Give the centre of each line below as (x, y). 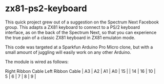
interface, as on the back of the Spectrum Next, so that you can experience (81, 32)
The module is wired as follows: (37, 62)
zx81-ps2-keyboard (46, 9)
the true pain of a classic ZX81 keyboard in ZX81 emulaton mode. (70, 38)
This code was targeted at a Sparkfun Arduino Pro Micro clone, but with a (79, 47)
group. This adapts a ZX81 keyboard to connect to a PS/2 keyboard (72, 27)
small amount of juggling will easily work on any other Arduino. (68, 52)
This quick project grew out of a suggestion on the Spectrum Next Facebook (82, 22)
